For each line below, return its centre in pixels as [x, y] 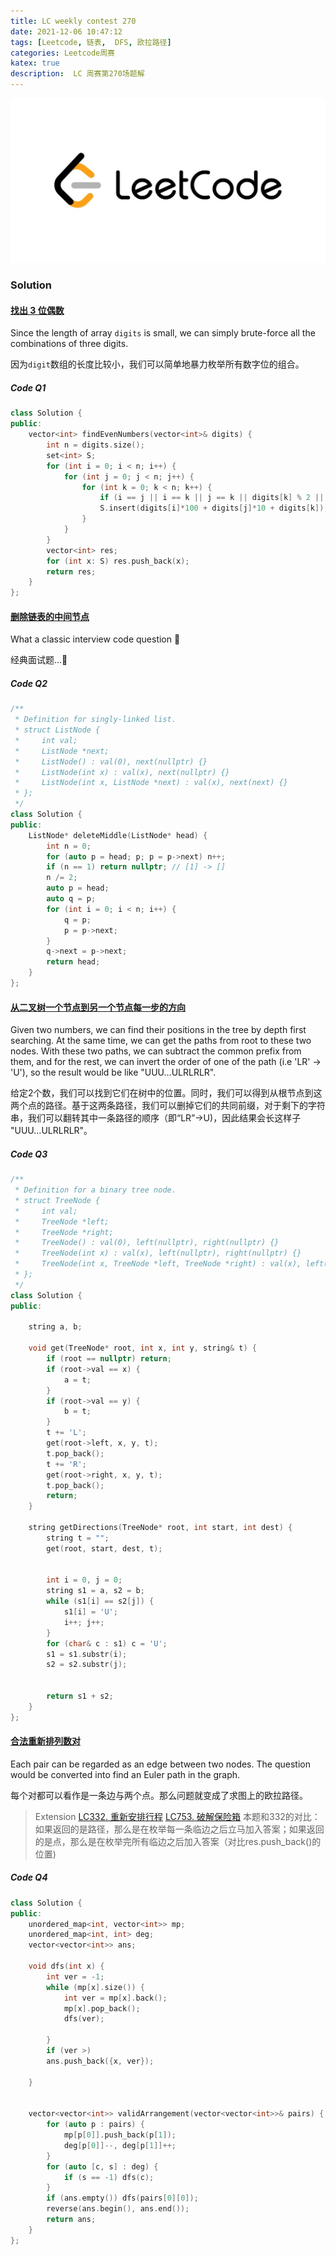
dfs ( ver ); [84, 2019]
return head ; [73, 962]
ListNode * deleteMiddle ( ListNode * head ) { [118, 835]
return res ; [71, 571]
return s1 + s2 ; [80, 1696]
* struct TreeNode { [57, 1200]
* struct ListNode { [57, 730]
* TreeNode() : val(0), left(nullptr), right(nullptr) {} [147, 1243]
